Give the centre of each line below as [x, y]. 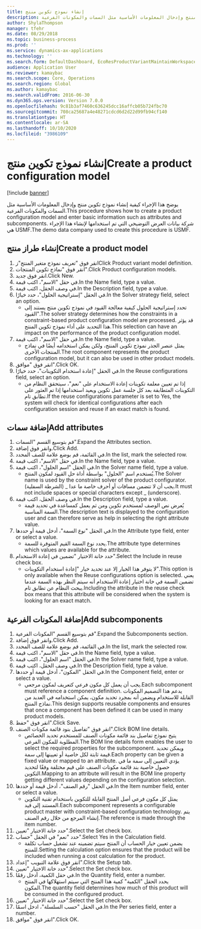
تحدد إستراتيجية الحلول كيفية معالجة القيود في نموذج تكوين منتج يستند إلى [106, 307]
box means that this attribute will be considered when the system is [107, 594]
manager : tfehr [26, 28]
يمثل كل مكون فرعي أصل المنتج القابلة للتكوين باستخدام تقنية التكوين [101, 799]
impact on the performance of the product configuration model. [102, 333]
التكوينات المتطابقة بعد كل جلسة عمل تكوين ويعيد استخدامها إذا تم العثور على [109, 390]
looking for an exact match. [58, 600]
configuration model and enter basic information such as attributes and [94, 217]
